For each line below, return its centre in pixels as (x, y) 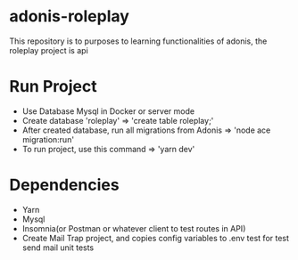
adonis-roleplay (69, 16)
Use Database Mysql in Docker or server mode (108, 111)
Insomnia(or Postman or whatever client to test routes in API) (134, 228)
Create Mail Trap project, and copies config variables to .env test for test (156, 238)
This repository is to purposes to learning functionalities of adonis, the (138, 41)
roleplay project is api (49, 50)
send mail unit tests (58, 248)
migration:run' (48, 139)
